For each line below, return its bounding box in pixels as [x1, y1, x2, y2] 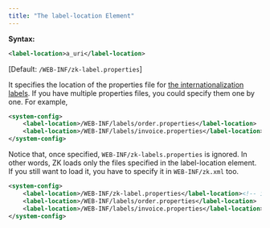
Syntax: [8, 34, 35, 44]
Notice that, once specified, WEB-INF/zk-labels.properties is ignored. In [8, 150, 247, 159]
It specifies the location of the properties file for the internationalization [8, 80, 244, 89]
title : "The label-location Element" [8, 11, 135, 20]
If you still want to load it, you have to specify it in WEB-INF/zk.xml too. [8, 167, 239, 176]
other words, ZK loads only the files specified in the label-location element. [8, 158, 257, 168]
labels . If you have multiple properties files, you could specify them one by [8, 88, 256, 97]
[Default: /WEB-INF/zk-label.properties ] [8, 64, 143, 73]
